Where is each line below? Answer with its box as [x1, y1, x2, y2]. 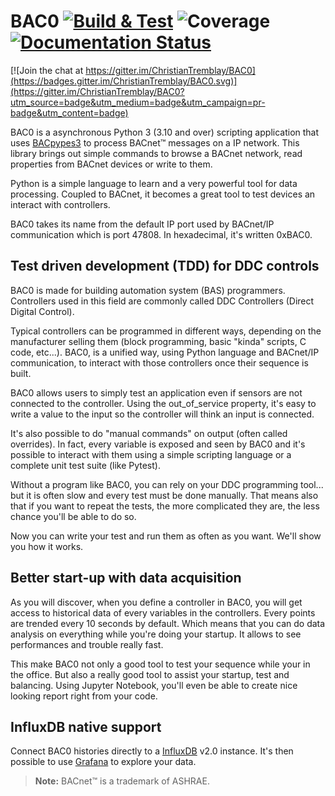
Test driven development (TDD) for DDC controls [10, 258, 320, 275]
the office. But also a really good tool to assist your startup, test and [10, 668, 290, 680]
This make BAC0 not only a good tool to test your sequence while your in [10, 658, 311, 670]
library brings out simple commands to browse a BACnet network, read [10, 147, 303, 159]
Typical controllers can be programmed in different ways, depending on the [10, 325, 322, 337]
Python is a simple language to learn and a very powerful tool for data [10, 177, 298, 189]
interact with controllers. [10, 198, 111, 210]
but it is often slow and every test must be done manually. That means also [10, 489, 319, 501]
